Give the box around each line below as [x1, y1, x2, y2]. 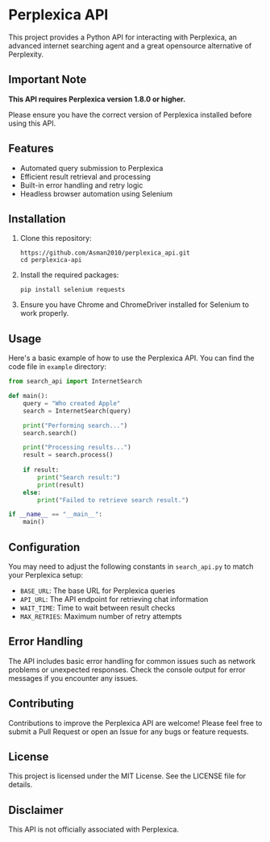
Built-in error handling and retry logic [19, 180, 143, 190]
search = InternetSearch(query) [23, 407, 131, 415]
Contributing [8, 697, 74, 711]
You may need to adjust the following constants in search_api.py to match [8, 562, 254, 571]
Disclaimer [8, 803, 64, 817]
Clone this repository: [19, 234, 92, 243]
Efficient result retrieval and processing [19, 172, 152, 181]
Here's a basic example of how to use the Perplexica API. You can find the [8, 353, 255, 363]
